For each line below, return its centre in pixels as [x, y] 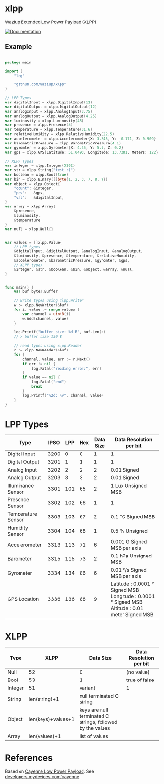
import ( [14, 71]
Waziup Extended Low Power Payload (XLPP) [51, 22]
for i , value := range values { [47, 309]
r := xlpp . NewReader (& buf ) [41, 350]
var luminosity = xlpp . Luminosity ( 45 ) [44, 121]
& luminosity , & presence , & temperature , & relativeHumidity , [75, 256]
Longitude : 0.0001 [133, 596]
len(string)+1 [44, 699]
